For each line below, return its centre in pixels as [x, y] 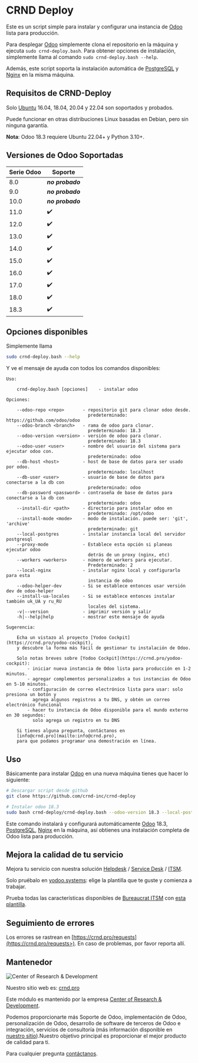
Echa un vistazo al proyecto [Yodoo [62, 638]
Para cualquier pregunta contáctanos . [52, 1054]
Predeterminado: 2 [110, 565]
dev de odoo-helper [30, 591]
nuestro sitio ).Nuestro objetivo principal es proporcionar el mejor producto [96, 1036]
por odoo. [18, 467]
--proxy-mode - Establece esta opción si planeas [95, 545]
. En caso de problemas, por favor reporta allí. [130, 944]
